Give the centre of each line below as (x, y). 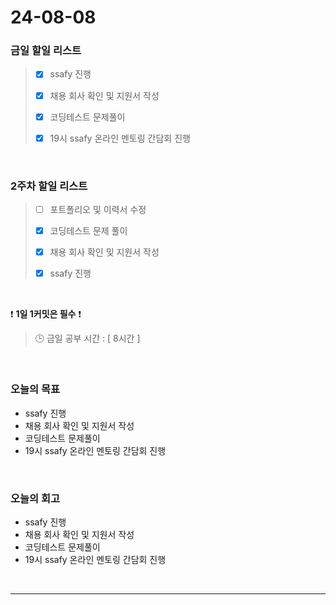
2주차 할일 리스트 (49, 186)
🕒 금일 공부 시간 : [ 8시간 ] (87, 338)
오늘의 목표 (35, 389)
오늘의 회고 (35, 498)
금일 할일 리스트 (46, 51)
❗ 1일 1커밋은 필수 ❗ (46, 314)
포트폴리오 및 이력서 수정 (98, 210)
